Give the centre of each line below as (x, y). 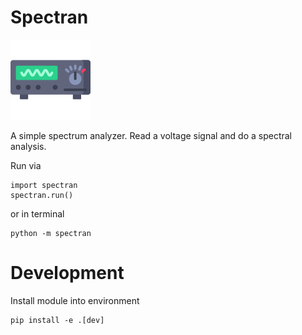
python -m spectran (51, 233)
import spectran (44, 185)
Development (67, 273)
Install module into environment (75, 300)
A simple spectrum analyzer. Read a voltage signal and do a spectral (151, 135)
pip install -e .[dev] (57, 320)
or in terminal (37, 213)
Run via (26, 165)
